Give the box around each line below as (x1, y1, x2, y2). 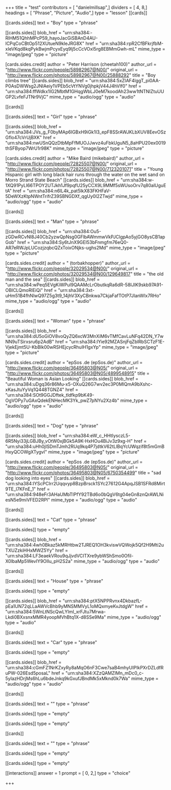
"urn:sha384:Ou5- (62, 229, 101, 234)
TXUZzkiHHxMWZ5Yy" (5, 547, 55, 553)
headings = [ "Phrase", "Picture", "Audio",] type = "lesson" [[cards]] (5, 10, 148, 16)
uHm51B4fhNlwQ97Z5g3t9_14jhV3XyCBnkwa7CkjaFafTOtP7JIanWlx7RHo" (5, 292, 162, 299)
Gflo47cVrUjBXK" (5, 134, 42, 140)
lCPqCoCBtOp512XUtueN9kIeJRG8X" (5, 40, 85, 47)
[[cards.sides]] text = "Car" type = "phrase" (5, 639, 97, 645)
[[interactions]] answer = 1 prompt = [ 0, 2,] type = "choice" (5, 770, 131, 776)
